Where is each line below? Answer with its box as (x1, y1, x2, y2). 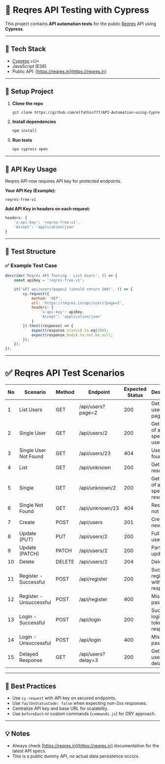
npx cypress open (12, 147, 48, 152)
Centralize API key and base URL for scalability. (12, 705, 109, 711)
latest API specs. (12, 748, 47, 754)
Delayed (19, 651, 38, 658)
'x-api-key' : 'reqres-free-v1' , (14, 220, 80, 225)
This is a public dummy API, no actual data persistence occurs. (12, 753, 140, 759)
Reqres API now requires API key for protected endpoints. (5, 178, 122, 184)
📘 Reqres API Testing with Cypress (5, 4, 150, 16)
